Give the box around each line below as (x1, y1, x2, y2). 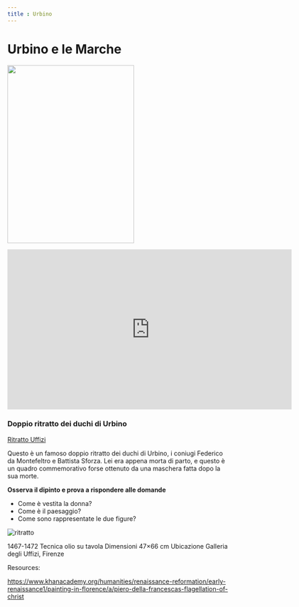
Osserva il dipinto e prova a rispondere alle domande (7, 485, 166, 494)
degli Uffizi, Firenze (7, 549, 65, 558)
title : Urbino (7, 10, 53, 18)
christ (7, 592, 25, 601)
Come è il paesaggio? (17, 507, 82, 515)
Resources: (7, 563, 40, 571)
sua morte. (7, 471, 39, 480)
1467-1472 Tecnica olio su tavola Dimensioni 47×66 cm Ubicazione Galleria (7, 542, 229, 550)
